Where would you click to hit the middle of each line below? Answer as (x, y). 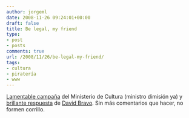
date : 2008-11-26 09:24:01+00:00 (48, 18)
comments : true (25, 51)
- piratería (21, 74)
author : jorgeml (27, 12)
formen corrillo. (26, 110)
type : (13, 34)
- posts (16, 46)
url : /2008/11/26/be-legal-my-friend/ (55, 57)
